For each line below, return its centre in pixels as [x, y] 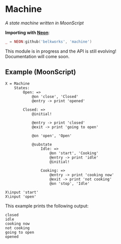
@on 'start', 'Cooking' [74, 153]
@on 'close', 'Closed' [55, 96]
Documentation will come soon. [37, 56]
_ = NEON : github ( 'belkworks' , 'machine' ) [49, 41]
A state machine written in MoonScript [45, 23]
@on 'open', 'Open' [52, 136]
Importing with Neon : [28, 32]
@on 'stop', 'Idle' [70, 183]
